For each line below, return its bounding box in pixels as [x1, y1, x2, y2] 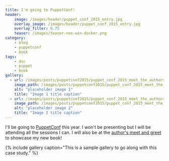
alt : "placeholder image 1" [14, 87, 73, 92]
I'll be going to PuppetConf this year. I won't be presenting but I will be [5, 124, 151, 130]
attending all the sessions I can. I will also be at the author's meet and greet [5, 129, 161, 135]
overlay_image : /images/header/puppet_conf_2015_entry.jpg [14, 21, 141, 27]
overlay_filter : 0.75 [14, 26, 59, 31]
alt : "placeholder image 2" [14, 106, 73, 111]
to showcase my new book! [5, 134, 62, 141]
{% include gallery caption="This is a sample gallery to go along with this [5, 144, 157, 150]
